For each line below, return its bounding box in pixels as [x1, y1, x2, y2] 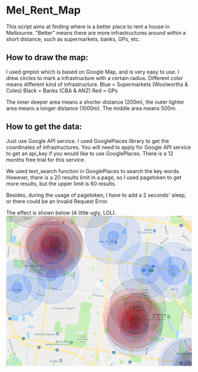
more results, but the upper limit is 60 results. [6, 180, 117, 187]
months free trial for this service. [6, 156, 85, 163]
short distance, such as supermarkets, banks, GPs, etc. [6, 35, 140, 42]
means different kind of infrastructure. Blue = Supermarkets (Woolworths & [6, 81, 189, 88]
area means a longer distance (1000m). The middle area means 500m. [6, 104, 177, 112]
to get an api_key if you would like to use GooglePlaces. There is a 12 [6, 150, 174, 157]
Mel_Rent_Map [6, 4, 81, 17]
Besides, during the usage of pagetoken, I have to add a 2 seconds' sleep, [6, 191, 187, 198]
